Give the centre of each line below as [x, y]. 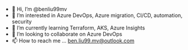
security [22, 21]
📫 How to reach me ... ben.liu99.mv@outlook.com [73, 41]
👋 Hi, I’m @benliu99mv [39, 9]
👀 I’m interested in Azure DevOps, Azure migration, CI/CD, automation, [97, 15]
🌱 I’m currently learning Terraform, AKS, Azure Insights [78, 28]
